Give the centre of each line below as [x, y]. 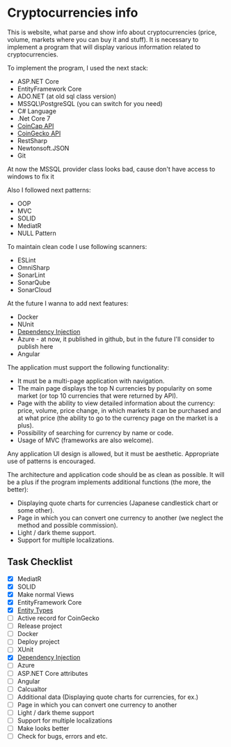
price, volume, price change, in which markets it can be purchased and [119, 410]
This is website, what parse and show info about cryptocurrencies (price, [112, 32]
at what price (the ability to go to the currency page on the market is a [118, 418]
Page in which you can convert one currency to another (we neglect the [120, 518]
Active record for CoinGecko [58, 618]
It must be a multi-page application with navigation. [91, 381]
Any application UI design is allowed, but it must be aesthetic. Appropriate [113, 453]
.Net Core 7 [34, 118]
